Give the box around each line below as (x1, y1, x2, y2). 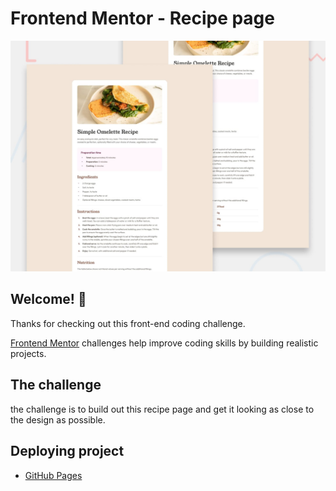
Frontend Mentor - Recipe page (10, 7, 275, 30)
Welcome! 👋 (10, 291, 87, 308)
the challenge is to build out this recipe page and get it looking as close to (10, 403, 315, 415)
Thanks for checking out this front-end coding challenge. (10, 317, 246, 329)
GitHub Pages (24, 469, 83, 481)
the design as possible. (10, 413, 106, 426)
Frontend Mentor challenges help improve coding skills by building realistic (10, 337, 319, 349)
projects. (10, 347, 47, 359)
